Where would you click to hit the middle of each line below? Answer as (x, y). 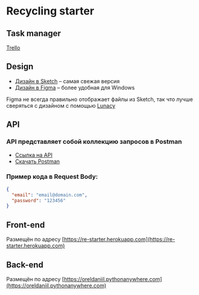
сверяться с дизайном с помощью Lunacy (61, 105)
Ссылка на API (34, 155)
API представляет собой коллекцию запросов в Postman (94, 141)
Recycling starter (50, 11)
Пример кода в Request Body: (52, 177)
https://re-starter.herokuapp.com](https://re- (119, 240)
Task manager (34, 33)
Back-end (25, 265)
